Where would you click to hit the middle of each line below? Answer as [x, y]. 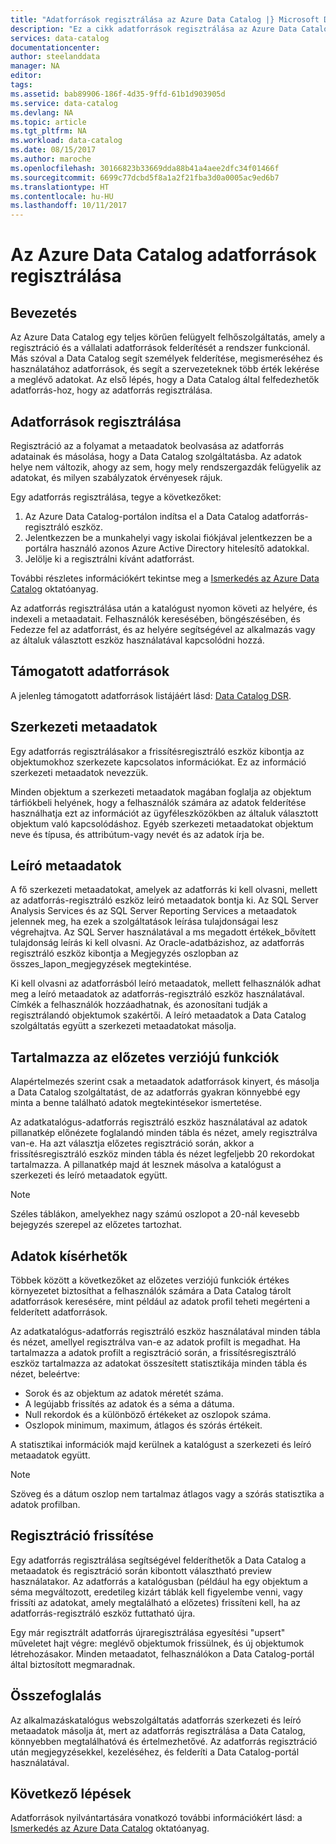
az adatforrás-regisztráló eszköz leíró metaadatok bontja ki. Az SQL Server [164, 900]
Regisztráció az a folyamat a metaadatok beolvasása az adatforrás [147, 445]
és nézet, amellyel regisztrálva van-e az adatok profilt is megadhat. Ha [155, 1342]
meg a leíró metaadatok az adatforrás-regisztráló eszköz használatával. [157, 994]
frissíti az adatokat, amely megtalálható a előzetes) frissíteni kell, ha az [156, 1602]
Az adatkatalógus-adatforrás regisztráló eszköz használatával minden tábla [165, 1331]
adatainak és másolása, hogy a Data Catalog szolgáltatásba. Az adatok [156, 456]
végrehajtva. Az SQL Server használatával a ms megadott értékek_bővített [163, 932]
